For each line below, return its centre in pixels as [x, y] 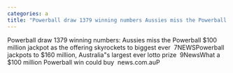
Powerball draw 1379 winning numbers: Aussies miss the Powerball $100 [112, 40]
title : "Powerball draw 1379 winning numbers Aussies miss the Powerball [117, 20]
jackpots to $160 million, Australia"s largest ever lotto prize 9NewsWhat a [114, 55]
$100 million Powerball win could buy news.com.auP [84, 62]
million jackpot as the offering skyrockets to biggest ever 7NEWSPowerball [116, 47]
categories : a [28, 14]
